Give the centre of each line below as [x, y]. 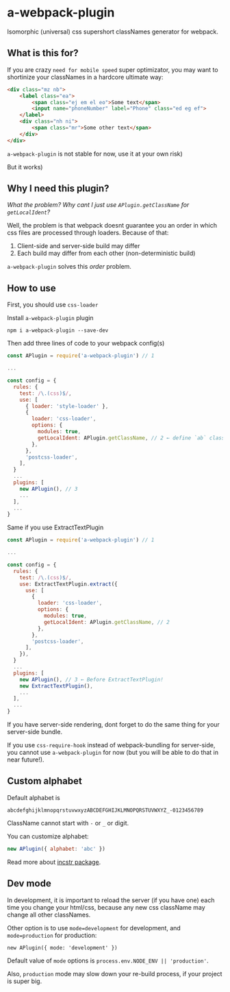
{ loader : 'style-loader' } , [67, 406]
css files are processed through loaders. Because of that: [88, 233]
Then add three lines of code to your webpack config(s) [86, 343]
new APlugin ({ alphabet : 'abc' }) [56, 849]
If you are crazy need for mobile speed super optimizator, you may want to [113, 69]
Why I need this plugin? [58, 189]
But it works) [25, 167]
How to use [31, 288]
